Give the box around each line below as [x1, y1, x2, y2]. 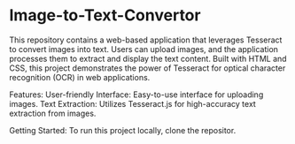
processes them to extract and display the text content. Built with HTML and [9, 53, 287, 64]
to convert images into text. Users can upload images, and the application [9, 43, 279, 54]
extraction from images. [9, 108, 97, 118]
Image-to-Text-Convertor [9, 5, 201, 26]
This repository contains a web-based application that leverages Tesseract [9, 34, 283, 45]
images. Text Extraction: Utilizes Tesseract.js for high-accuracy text [9, 98, 257, 109]
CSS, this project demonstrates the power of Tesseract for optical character [9, 63, 286, 73]
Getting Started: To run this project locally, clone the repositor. [9, 125, 237, 135]
